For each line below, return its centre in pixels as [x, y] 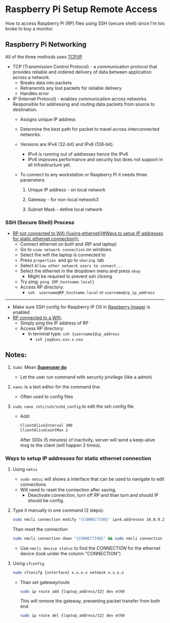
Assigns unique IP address [48, 119]
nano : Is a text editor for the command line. [57, 387]
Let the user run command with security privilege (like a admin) [86, 377]
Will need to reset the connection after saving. [68, 490]
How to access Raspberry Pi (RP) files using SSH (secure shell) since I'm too [85, 23]
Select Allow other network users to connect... [72, 266]
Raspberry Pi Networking [46, 45]
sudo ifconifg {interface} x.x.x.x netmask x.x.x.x [68, 572]
